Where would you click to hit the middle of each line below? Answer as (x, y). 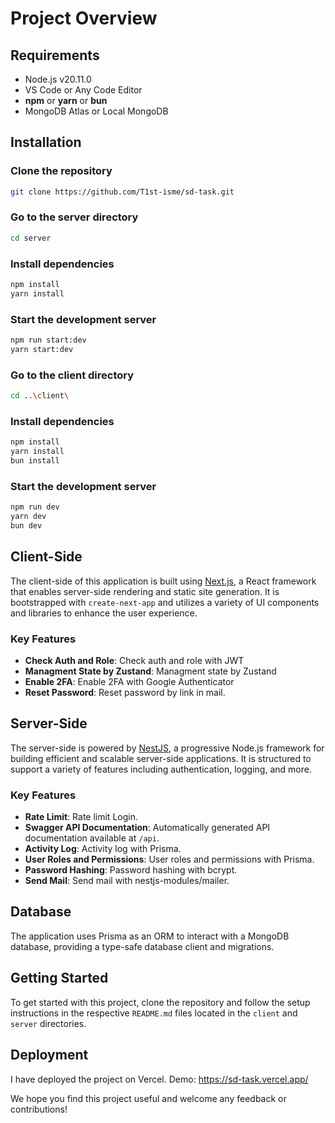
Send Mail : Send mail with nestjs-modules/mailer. (127, 881)
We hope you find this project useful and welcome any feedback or (148, 1098)
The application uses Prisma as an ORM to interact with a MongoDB (150, 936)
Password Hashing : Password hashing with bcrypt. (131, 870)
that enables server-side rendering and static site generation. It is (145, 591)
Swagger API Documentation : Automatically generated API (147, 828)
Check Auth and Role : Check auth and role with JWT (134, 660)
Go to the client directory (72, 375)
